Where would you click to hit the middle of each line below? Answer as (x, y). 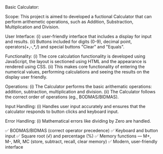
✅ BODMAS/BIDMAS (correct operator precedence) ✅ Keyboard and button (81, 131)
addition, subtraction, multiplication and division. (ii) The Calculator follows (80, 92)
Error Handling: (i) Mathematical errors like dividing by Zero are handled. (78, 121)
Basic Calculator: (22, 7)
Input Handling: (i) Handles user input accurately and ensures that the (75, 106)
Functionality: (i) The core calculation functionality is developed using (75, 56)
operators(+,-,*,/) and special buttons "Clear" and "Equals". (65, 47)
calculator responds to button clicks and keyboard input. (62, 111)
